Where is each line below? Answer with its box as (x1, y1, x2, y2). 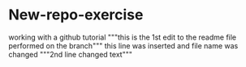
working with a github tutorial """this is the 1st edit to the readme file (8, 32, 237, 42)
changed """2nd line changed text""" (8, 49, 132, 59)
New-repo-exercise (8, 6, 144, 24)
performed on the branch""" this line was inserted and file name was (8, 40, 239, 50)
